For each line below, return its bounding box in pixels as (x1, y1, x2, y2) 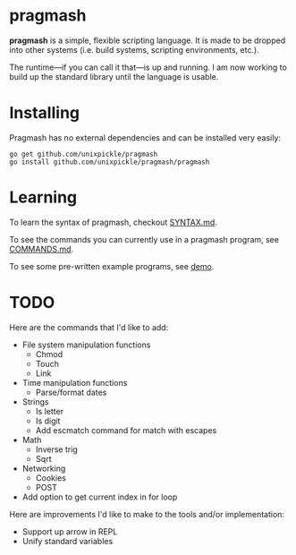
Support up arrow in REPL (21, 525, 118, 537)
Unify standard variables (21, 535, 114, 546)
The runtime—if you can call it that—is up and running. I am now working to (9, 62, 288, 73)
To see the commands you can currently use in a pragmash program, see (9, 234, 280, 244)
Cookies (35, 472, 67, 483)
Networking (21, 463, 66, 474)
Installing (9, 103, 80, 124)
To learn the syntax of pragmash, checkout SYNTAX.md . (9, 217, 217, 227)
